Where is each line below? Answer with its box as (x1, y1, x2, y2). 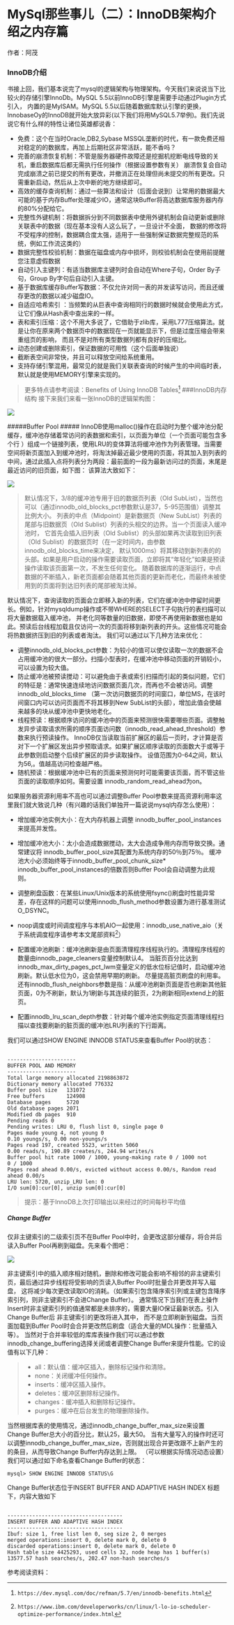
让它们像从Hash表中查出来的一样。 (17, 309, 118, 318)
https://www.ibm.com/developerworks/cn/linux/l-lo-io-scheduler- (17, 1603, 211, 1610)
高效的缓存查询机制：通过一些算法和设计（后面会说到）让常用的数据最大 (17, 187, 225, 196)
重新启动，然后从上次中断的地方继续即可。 (23, 178, 146, 187)
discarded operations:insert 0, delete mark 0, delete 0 (7, 1543, 176, 1550)
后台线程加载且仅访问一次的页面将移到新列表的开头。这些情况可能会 (31, 622, 227, 630)
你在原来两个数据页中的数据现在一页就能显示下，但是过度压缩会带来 (29, 326, 225, 335)
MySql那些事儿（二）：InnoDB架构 (7, 6, 204, 22)
